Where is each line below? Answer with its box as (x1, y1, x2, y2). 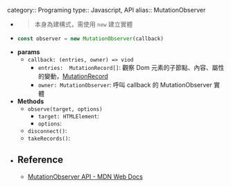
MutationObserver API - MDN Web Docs (27, 172, 144, 181)
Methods (17, 97, 44, 105)
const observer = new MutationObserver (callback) (17, 35, 164, 42)
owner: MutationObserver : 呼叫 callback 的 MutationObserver (37, 80, 213, 89)
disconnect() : (27, 126, 67, 134)
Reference (17, 154, 64, 166)
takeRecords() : (27, 134, 71, 142)
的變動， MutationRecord (37, 72, 109, 80)
